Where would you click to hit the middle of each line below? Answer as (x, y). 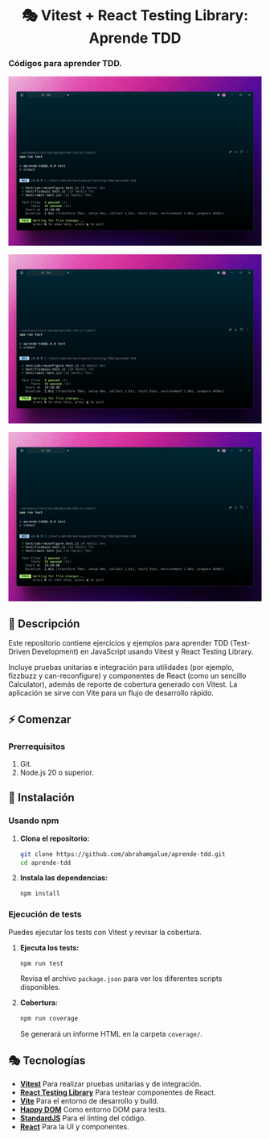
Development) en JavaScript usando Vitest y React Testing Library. (143, 652)
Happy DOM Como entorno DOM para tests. (93, 1110)
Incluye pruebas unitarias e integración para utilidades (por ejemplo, (121, 667)
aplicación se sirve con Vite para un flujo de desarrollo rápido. (111, 693)
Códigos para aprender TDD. (65, 64)
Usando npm (34, 821)
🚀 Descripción (44, 624)
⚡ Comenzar (40, 719)
